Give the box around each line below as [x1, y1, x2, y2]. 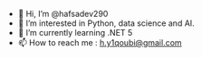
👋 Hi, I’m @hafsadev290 [17, 9, 109, 19]
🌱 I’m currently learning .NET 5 [17, 28, 133, 37]
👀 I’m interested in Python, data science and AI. [17, 18, 195, 28]
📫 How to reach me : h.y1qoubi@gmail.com [17, 37, 183, 48]
